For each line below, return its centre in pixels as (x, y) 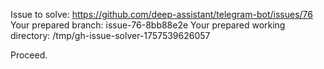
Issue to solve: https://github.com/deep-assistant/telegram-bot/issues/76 (161, 14)
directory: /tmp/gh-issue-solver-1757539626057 (110, 35)
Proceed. (29, 55)
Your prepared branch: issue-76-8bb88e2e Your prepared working (148, 25)
